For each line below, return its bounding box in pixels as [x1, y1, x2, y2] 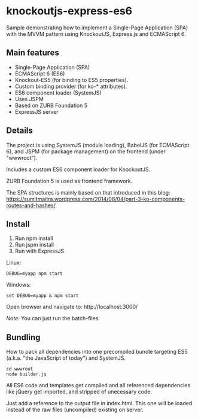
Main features [6, 48, 60, 58]
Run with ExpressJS [14, 247, 65, 255]
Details [6, 126, 33, 136]
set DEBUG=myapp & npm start [6, 293, 79, 299]
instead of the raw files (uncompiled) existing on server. [6, 406, 144, 414]
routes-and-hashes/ [6, 202, 56, 209]
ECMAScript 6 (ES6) [14, 70, 65, 77]
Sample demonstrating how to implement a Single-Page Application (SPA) [6, 24, 188, 31]
